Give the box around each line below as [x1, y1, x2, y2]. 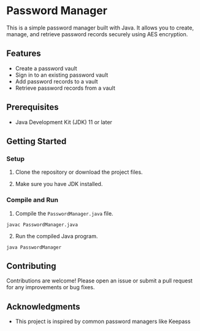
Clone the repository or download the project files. [15, 168, 143, 176]
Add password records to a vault [15, 77, 98, 85]
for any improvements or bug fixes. [6, 284, 95, 291]
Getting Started [6, 136, 67, 146]
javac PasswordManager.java [6, 222, 79, 228]
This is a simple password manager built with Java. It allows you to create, [6, 24, 194, 31]
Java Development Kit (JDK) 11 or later [15, 118, 112, 126]
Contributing [6, 260, 56, 271]
